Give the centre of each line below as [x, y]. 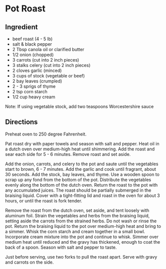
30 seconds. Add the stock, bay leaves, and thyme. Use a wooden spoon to [82, 174]
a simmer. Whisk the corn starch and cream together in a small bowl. [75, 231]
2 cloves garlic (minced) [37, 70]
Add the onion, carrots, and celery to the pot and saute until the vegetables [82, 164]
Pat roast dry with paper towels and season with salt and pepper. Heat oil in [82, 143]
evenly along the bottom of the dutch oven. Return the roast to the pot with [82, 185]
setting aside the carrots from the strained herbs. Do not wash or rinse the [81, 221]
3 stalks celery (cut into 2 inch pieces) [51, 65]
